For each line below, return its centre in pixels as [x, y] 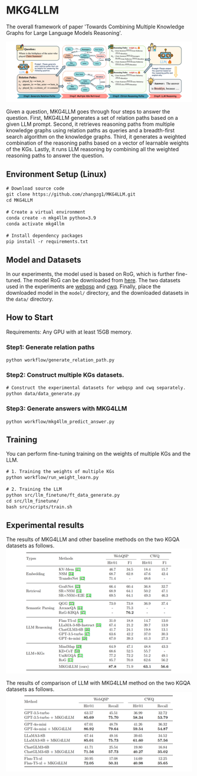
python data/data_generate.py [43, 394]
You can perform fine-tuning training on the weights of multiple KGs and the [98, 454]
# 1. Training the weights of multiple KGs [60, 472]
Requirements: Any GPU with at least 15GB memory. [69, 332]
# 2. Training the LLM [34, 490]
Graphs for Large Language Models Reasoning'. [64, 32]
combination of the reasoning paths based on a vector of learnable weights [98, 143]
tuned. [14, 280]
